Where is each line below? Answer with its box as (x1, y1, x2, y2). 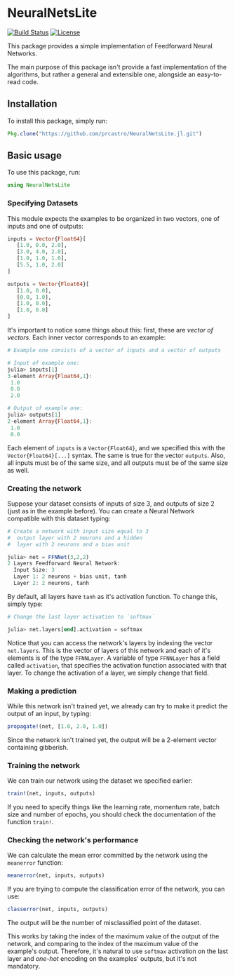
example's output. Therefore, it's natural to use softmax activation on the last (7, 947, 229, 955)
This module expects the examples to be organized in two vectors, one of (7, 214, 220, 222)
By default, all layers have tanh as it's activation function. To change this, (7, 592, 218, 600)
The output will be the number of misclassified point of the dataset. (7, 919, 201, 927)
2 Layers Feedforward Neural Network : (7, 560, 121, 567)
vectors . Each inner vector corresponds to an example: (7, 333, 166, 342)
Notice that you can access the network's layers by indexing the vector (7, 638, 213, 647)
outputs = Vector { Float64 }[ (7, 281, 90, 288)
